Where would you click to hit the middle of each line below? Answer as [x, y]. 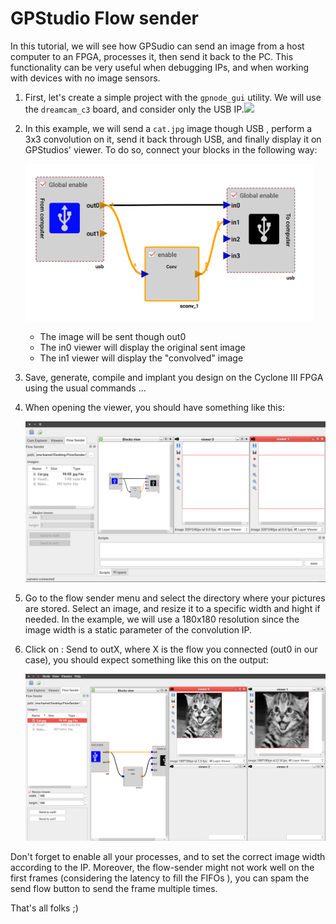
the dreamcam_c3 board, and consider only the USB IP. [134, 109]
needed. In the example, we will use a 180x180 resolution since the [162, 619]
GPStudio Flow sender [104, 18]
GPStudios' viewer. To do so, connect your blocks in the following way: [171, 149]
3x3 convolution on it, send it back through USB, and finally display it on [173, 139]
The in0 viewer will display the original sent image [142, 347]
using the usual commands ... [85, 388]
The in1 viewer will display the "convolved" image [141, 358]
